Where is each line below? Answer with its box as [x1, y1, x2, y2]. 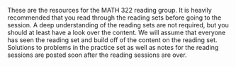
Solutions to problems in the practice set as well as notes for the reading [7, 44, 219, 51]
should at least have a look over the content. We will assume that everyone [7, 28, 226, 37]
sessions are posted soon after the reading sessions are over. [7, 51, 187, 59]
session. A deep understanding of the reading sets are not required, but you [7, 21, 229, 29]
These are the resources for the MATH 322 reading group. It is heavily [7, 6, 213, 14]
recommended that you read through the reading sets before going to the [7, 13, 222, 22]
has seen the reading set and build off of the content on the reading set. [7, 36, 218, 44]
